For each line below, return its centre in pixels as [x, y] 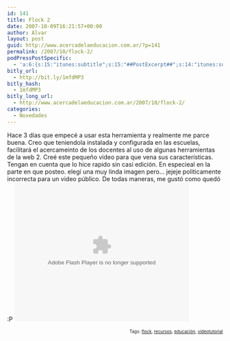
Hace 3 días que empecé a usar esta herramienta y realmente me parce [108, 135]
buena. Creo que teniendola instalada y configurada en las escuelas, [104, 142]
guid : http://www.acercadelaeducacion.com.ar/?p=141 [84, 45]
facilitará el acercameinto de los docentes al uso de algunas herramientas [111, 150]
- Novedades [30, 115]
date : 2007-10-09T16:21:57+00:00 [55, 26]
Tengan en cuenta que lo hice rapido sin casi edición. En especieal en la [109, 164]
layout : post [26, 39]
